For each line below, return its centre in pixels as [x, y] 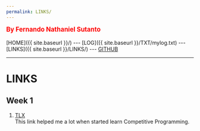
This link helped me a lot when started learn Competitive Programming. [102, 121]
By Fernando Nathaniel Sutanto [54, 29]
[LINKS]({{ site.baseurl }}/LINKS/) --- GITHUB [62, 49]
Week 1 [20, 101]
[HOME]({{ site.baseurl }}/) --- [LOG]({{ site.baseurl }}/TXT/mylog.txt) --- [96, 42]
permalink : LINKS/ [29, 12]
